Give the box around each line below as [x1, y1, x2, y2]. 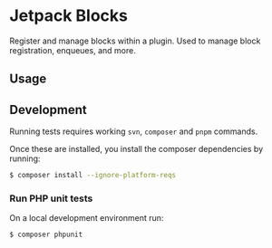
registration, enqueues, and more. [9, 44, 136, 55]
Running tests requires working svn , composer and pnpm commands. [9, 126, 258, 137]
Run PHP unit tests [9, 192, 93, 205]
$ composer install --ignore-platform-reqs [9, 171, 177, 180]
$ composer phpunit [9, 230, 83, 240]
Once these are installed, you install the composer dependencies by [9, 144, 264, 155]
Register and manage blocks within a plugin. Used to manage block [9, 35, 261, 46]
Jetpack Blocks [9, 5, 129, 26]
